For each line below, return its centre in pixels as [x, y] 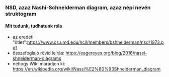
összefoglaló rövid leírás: [38, 53]
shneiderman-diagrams [37, 58]
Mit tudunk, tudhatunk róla [34, 26]
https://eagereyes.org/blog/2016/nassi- [106, 53]
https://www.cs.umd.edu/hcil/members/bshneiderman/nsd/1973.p [95, 42]
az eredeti [23, 37]
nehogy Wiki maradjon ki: [39, 64]
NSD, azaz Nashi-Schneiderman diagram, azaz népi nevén [78, 8]
